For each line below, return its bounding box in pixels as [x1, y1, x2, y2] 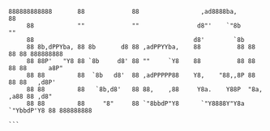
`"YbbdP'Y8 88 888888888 [8, 107, 92, 115]
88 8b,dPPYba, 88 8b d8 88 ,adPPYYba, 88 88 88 [26, 43, 255, 51]
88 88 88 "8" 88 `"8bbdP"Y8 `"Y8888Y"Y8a [26, 99, 245, 108]
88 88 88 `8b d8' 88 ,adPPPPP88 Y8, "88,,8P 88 [26, 71, 255, 79]
